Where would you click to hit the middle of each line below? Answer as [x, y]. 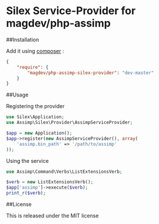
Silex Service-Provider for [71, 11]
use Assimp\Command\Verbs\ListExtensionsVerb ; [64, 172]
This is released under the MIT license [52, 216]
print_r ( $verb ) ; [26, 193]
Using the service [27, 161]
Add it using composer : [35, 51]
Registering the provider [35, 106]
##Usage [17, 95]
